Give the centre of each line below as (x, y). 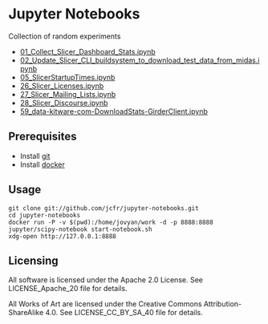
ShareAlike (26, 313)
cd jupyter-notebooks (45, 215)
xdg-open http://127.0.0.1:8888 (62, 236)
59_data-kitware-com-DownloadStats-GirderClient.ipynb (114, 111)
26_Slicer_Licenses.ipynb (62, 86)
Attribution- (223, 304)
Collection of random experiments (65, 36)
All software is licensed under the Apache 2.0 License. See (106, 280)
